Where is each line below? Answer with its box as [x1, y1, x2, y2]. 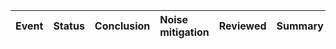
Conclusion [94, 19, 151, 33]
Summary [276, 19, 324, 33]
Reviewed [218, 19, 267, 33]
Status [53, 19, 85, 33]
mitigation [159, 25, 210, 39]
